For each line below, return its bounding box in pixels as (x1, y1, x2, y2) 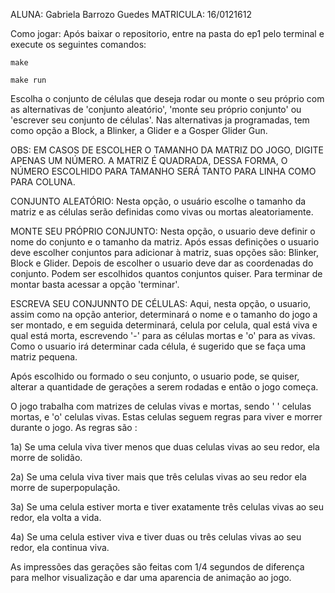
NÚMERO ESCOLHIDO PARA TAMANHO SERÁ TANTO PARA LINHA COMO (10, 165, 317, 177)
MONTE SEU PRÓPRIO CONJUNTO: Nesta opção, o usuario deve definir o (10, 225, 316, 237)
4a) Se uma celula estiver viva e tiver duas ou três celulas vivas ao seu (10, 531, 302, 543)
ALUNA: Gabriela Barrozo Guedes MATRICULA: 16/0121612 (10, 9, 252, 20)
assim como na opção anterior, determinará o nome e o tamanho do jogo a (10, 309, 318, 320)
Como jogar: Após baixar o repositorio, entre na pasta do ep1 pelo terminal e (10, 28, 325, 39)
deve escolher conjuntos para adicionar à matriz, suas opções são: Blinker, (10, 247, 319, 258)
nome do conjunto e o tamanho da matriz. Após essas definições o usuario (10, 236, 320, 248)
